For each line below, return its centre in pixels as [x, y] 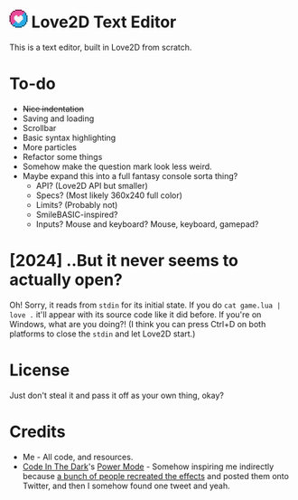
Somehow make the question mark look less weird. [117, 166]
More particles [49, 147]
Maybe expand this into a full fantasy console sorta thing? [130, 175]
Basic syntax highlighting [69, 137]
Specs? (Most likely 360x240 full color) [109, 195]
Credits [37, 432]
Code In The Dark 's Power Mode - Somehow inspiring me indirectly [148, 467]
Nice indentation [53, 108]
